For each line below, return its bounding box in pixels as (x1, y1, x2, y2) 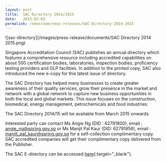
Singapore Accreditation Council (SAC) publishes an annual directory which (5, 50, 160, 55)
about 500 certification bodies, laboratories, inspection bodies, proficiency (5, 60, 158, 66)
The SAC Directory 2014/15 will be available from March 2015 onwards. (5, 111, 150, 117)
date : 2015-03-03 (5, 16, 46, 21)
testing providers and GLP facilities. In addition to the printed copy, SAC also (5, 65, 161, 71)
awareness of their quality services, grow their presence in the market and (5, 85, 158, 92)
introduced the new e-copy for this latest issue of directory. (5, 70, 127, 77)
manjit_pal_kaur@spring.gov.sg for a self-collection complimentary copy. (5, 131, 155, 137)
